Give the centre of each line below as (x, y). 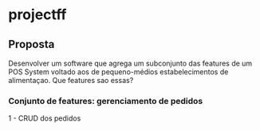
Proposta (32, 44)
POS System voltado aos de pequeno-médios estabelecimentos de (118, 72)
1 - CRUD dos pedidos (45, 118)
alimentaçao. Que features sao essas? (71, 80)
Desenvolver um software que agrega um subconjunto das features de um (130, 63)
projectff (37, 15)
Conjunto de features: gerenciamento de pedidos (106, 101)
